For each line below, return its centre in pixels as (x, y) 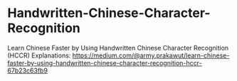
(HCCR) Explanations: (39, 55)
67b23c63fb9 (28, 70)
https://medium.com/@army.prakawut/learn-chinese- (151, 55)
